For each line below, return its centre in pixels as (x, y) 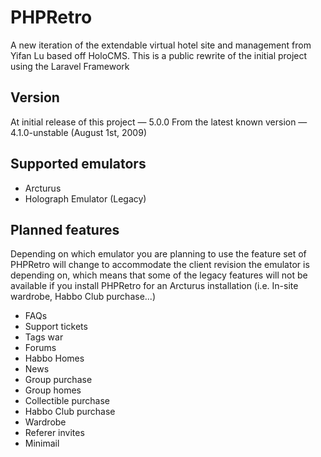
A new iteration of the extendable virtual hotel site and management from (161, 45)
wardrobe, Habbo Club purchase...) (83, 297)
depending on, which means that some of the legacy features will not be (159, 275)
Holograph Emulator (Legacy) (85, 198)
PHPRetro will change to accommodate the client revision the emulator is (160, 265)
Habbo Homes (54, 358)
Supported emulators (78, 164)
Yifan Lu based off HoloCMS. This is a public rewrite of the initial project (159, 55)
